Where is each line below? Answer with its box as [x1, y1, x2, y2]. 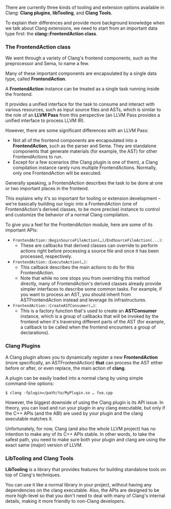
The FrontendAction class [5, 43, 71, 50]
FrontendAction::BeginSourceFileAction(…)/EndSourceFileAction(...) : [12, 237, 163, 243]
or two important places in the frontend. [5, 186, 89, 192]
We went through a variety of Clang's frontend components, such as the [5, 55, 157, 61]
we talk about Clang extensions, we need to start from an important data [5, 25, 158, 31]
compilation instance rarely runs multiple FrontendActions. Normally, [12, 165, 157, 171]
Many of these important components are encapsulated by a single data [5, 70, 157, 76]
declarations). [20, 330, 50, 336]
